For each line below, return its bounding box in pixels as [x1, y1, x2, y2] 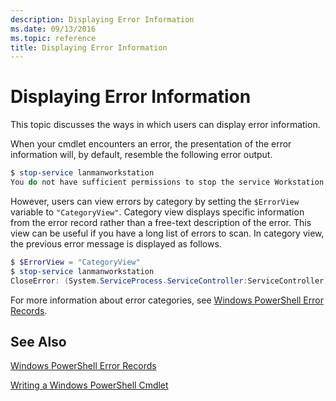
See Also [10, 333, 67, 350]
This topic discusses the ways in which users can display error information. [10, 119, 321, 131]
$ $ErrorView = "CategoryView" [10, 257, 141, 267]
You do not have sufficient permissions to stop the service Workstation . [10, 177, 329, 188]
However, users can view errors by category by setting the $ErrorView [10, 195, 300, 207]
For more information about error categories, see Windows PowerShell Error [10, 294, 324, 306]
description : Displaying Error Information [10, 14, 195, 25]
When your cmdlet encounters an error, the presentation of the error [10, 138, 292, 150]
